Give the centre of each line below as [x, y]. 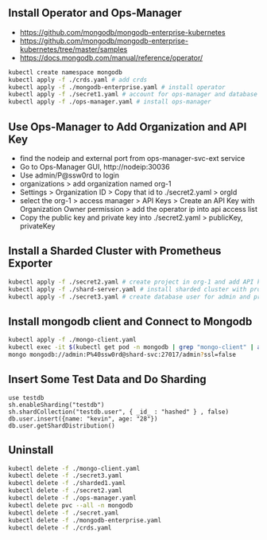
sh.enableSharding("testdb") [56, 405]
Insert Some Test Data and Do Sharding [107, 380]
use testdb [26, 397]
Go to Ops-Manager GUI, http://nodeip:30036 [95, 167]
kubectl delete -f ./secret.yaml [64, 513]
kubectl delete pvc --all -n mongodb [71, 505]
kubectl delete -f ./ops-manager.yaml [72, 498]
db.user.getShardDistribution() [62, 425]
